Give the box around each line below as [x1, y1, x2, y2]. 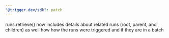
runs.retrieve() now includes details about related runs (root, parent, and [5, 21, 157, 27]
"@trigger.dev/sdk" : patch [5, 7, 63, 13]
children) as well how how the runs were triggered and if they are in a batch [5, 26, 164, 33]
